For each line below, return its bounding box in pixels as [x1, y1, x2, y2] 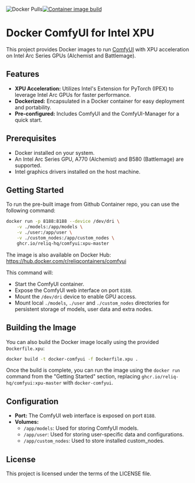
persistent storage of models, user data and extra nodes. [14, 305, 153, 313]
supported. [14, 161, 42, 168]
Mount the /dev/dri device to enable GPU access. [14, 293, 137, 300]
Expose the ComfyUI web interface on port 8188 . [14, 287, 133, 294]
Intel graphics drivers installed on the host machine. [14, 168, 141, 175]
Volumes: [14, 419, 39, 426]
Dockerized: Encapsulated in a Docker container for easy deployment [14, 98, 184, 105]
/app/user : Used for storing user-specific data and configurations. [23, 431, 184, 438]
